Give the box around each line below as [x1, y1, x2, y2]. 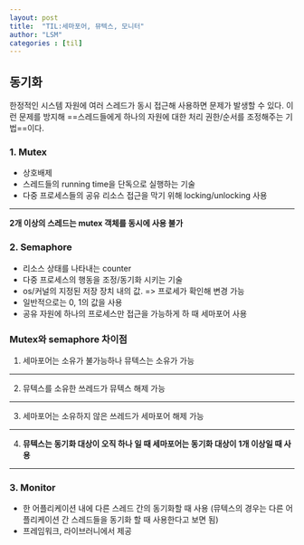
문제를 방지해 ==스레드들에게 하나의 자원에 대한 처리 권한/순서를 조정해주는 [18, 111, 284, 122]
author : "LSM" [9, 30, 63, 39]
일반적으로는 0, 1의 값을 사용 [22, 296, 123, 308]
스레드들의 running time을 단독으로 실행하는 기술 [22, 178, 196, 190]
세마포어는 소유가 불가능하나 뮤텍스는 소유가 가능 [22, 355, 195, 366]
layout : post [9, 13, 59, 23]
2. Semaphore [9, 241, 72, 253]
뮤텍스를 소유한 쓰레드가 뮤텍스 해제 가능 [22, 382, 166, 394]
